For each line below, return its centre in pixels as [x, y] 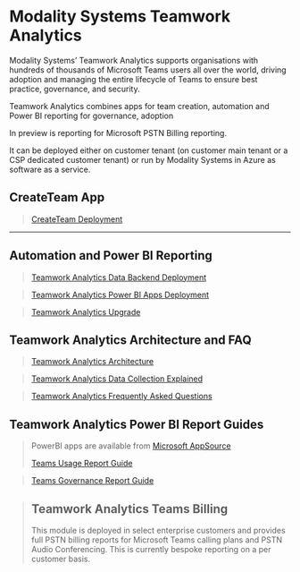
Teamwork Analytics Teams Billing [129, 509]
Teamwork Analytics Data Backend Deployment [119, 277]
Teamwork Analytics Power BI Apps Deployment [120, 295]
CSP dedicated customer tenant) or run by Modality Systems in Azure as [143, 159]
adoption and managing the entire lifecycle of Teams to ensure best [133, 79]
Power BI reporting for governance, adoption [92, 115]
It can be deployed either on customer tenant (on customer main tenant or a [149, 150]
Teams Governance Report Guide [92, 481]
